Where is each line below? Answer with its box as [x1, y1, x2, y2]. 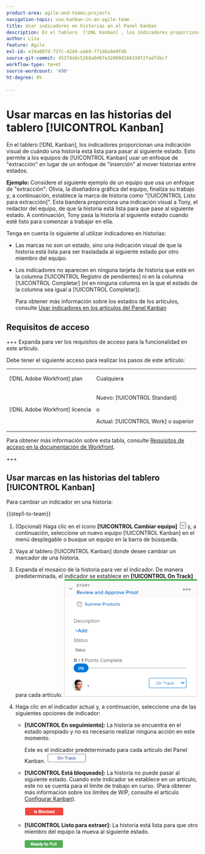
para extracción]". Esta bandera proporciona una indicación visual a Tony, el [6, 199, 198, 206]
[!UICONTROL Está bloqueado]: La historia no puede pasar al [24, 769, 180, 776]
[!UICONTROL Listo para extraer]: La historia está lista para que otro [24, 822, 198, 829]
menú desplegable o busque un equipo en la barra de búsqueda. [15, 536, 178, 543]
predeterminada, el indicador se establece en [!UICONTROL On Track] [15, 572, 193, 580]
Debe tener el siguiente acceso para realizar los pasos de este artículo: [6, 356, 185, 364]
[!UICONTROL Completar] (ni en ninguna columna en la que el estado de [15, 279, 198, 287]
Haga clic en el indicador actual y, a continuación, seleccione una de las [15, 703, 196, 710]
